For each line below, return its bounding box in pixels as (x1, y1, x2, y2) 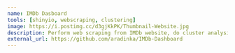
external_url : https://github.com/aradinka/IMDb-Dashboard (7, 36, 183, 43)
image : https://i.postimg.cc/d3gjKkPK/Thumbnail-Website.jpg (7, 23, 190, 30)
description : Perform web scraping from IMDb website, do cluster (7, 29, 205, 36)
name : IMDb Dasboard (7, 10, 68, 17)
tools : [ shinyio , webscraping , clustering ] (7, 17, 136, 23)
